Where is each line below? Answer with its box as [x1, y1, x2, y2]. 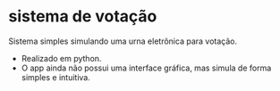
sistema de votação [8, 6, 157, 27]
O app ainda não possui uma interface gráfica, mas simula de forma [21, 62, 272, 73]
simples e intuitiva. [21, 71, 90, 82]
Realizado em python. [21, 53, 102, 63]
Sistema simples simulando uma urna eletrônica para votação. [8, 36, 238, 46]
